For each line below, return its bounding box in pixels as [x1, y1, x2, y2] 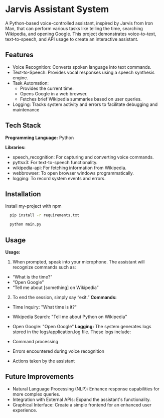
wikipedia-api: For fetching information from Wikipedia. [12, 165, 127, 171]
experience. [12, 407, 38, 413]
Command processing [12, 338, 59, 344]
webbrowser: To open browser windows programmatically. [12, 170, 134, 176]
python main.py [10, 222, 42, 227]
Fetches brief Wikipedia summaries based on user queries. [20, 96, 142, 102]
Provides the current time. [20, 85, 74, 91]
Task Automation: [12, 80, 49, 86]
